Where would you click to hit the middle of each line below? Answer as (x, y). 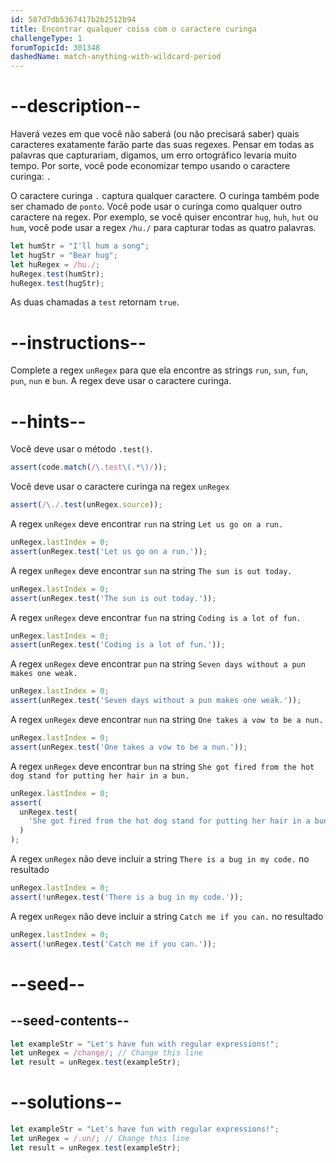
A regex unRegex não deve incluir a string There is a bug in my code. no (160, 859)
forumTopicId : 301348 (55, 47)
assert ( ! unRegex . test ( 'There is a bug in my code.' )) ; (127, 897)
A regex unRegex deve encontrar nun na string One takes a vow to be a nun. (167, 720)
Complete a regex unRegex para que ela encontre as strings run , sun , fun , (159, 370)
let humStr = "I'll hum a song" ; (80, 246)
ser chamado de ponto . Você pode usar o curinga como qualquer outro (156, 207)
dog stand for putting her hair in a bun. (100, 776)
